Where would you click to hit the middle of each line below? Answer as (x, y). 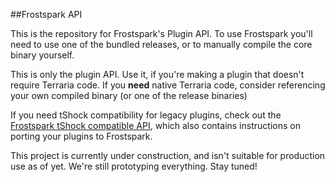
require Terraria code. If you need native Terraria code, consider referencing (168, 85)
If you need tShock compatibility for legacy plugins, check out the (146, 115)
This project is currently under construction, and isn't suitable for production (168, 155)
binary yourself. (42, 55)
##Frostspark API (46, 14)
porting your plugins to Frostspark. (81, 136)
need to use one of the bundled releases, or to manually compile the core (161, 44)
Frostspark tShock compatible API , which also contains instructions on (155, 125)
